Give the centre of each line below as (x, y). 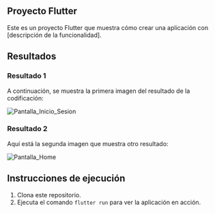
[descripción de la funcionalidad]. (54, 35)
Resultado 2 (27, 129)
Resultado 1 (27, 76)
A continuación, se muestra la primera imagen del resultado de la (99, 91)
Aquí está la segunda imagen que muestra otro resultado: (88, 143)
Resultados (32, 56)
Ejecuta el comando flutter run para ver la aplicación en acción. (109, 202)
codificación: (26, 98)
